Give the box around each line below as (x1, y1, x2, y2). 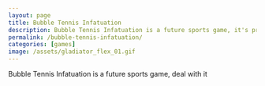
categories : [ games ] (8, 41, 77, 48)
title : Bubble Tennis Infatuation (8, 19, 122, 27)
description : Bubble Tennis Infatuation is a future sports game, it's (8, 26, 248, 34)
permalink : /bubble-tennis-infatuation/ (8, 33, 144, 41)
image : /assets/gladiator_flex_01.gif (8, 48, 136, 56)
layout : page (8, 11, 51, 20)
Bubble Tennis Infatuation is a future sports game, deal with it (8, 70, 207, 78)
